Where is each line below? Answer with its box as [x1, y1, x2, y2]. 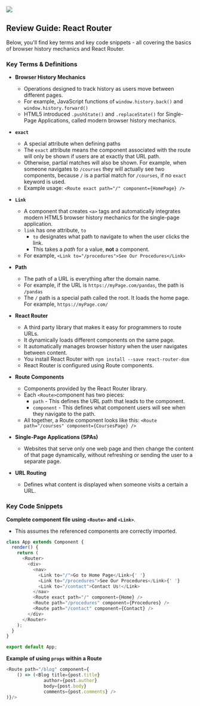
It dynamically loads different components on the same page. [23, 336, 175, 343]
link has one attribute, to [23, 227, 87, 234]
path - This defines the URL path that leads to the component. [32, 398, 185, 405]
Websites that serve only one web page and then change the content [23, 445, 194, 452]
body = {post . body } [44, 683, 87, 689]
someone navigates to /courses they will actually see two [23, 165, 165, 173]
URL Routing [14, 469, 47, 477]
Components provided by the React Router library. [23, 385, 147, 392]
